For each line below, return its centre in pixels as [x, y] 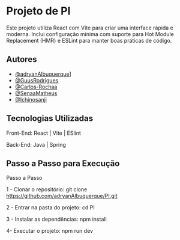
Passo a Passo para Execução [63, 163]
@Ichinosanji [31, 99]
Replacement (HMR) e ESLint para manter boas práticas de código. [89, 40]
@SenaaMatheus [36, 93]
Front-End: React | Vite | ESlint [43, 133]
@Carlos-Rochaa [36, 87]
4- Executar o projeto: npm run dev [50, 231]
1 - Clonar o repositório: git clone [47, 189]
